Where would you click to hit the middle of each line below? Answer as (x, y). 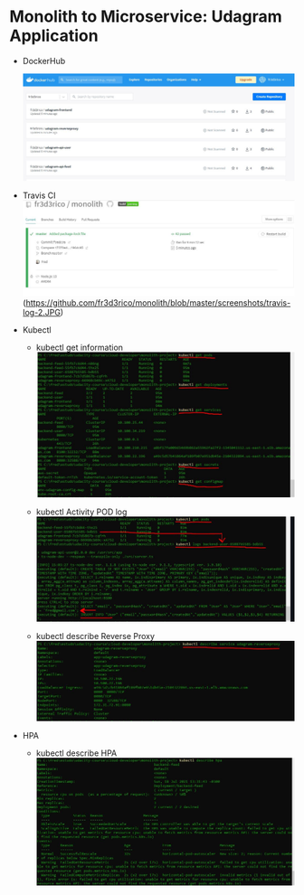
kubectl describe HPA (76, 753)
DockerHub (44, 61)
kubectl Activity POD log (81, 512)
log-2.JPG (42, 313)
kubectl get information (80, 348)
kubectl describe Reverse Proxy (95, 636)
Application (54, 36)
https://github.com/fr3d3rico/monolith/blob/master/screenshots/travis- (158, 303)
